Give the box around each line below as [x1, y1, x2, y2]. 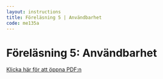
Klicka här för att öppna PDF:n [6, 66, 82, 73]
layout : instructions [6, 8, 61, 15]
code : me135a [6, 20, 40, 26]
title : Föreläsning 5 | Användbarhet [6, 14, 102, 21]
